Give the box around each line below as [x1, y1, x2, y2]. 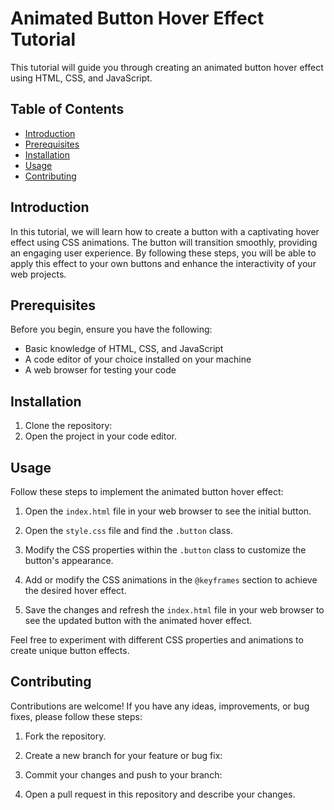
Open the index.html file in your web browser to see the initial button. [24, 505, 312, 517]
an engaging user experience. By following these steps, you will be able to [10, 247, 317, 259]
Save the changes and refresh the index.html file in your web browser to [24, 604, 325, 616]
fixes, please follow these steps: [10, 710, 143, 722]
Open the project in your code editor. [24, 430, 178, 442]
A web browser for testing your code [24, 364, 177, 376]
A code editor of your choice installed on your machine [24, 353, 252, 366]
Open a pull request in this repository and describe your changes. [24, 788, 296, 800]
